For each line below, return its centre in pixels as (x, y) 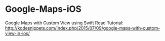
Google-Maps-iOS (43, 9)
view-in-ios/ (18, 33)
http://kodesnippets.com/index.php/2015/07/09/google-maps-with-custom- (83, 28)
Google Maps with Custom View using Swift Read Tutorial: (64, 23)
